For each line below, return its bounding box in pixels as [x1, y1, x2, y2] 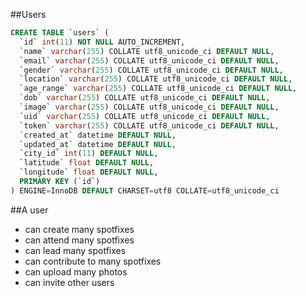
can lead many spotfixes [24, 244, 127, 256]
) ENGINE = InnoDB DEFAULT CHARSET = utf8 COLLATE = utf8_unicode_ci [10, 185, 280, 196]
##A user [10, 204, 49, 216]
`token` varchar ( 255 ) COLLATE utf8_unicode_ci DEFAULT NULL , [19, 120, 280, 131]
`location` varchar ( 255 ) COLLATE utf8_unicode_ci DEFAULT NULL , [19, 74, 293, 84]
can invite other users [24, 276, 115, 288]
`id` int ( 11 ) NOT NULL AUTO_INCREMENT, [19, 37, 186, 47]
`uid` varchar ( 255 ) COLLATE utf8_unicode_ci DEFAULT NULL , [19, 111, 271, 121]
